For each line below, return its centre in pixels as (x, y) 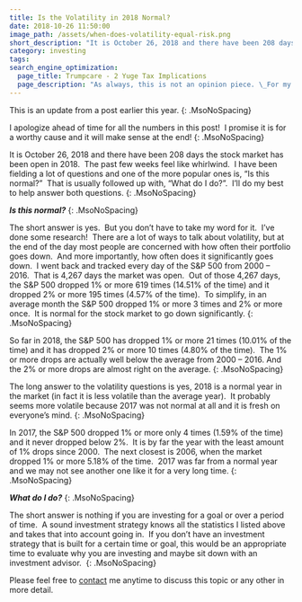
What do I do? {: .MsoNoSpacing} (72, 497)
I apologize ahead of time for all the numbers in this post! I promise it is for (148, 128)
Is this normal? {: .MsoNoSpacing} (74, 210)
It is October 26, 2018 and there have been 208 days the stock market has (147, 155)
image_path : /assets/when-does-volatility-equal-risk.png (120, 34)
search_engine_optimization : (64, 68)
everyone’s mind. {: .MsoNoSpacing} (77, 415)
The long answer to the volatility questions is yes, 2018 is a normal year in (146, 386)
